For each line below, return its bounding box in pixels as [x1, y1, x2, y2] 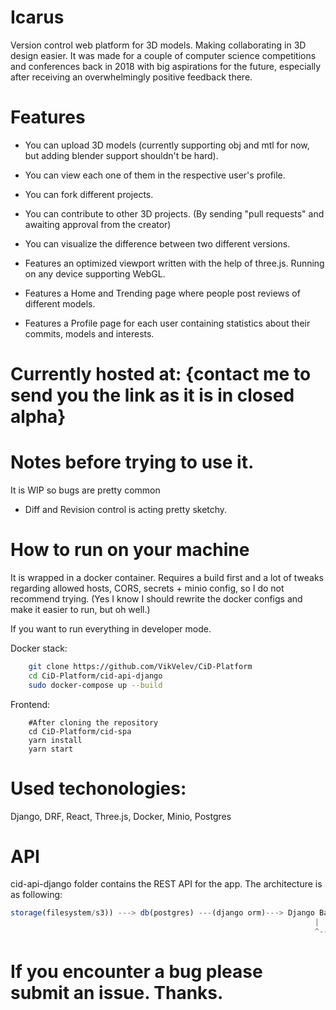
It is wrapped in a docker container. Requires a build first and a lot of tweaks [10, 571, 324, 583]
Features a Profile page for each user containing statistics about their [24, 317, 311, 329]
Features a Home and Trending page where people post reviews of [24, 287, 301, 299]
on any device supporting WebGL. [24, 267, 166, 280]
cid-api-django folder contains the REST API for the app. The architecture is [10, 878, 323, 890]
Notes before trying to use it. [10, 451, 255, 474]
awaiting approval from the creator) [24, 218, 172, 230]
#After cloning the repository [28, 717, 159, 728]
